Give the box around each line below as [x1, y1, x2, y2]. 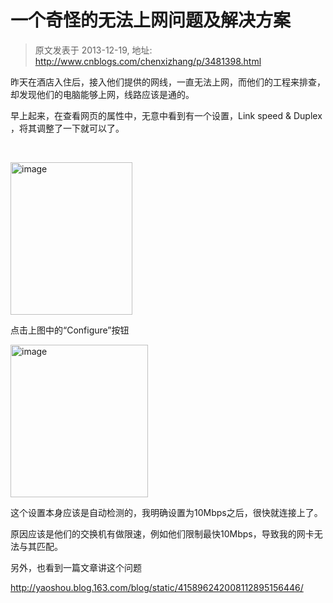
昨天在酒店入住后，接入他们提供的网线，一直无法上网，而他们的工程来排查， [10, 76, 326, 88]
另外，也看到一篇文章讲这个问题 [10, 561, 142, 573]
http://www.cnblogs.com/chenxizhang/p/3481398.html [34, 55, 262, 67]
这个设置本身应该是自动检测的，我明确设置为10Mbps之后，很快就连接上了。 [10, 506, 323, 518]
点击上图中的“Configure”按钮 [10, 324, 130, 336]
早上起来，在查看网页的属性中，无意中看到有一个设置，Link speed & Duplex [10, 109, 323, 121]
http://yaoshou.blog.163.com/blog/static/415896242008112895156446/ [10, 581, 304, 593]
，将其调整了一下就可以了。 [10, 122, 125, 134]
